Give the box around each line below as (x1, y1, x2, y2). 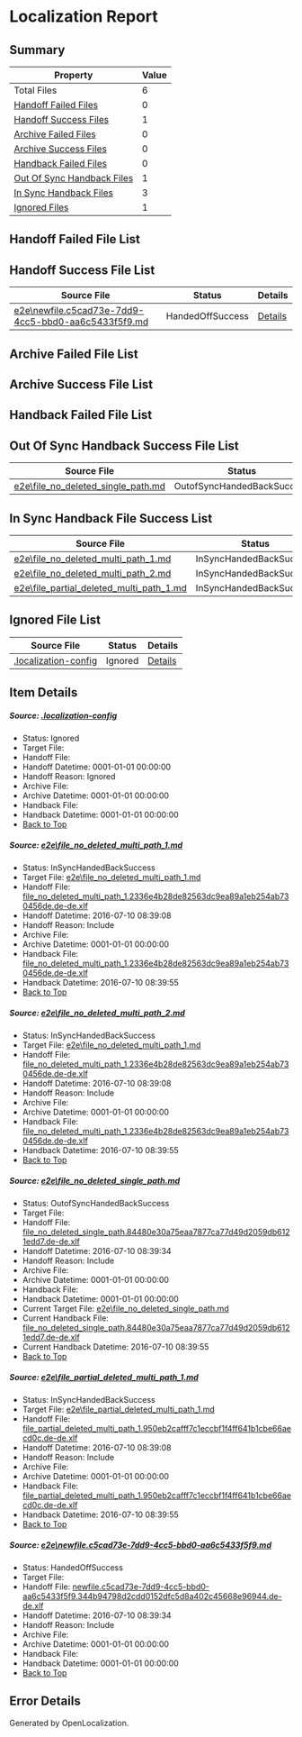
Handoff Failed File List (9, 232, 141, 247)
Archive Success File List (9, 377, 154, 392)
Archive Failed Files (13, 128, 96, 141)
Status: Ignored (22, 732, 80, 744)
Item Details (9, 685, 78, 700)
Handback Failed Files (13, 158, 108, 169)
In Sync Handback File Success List (9, 511, 213, 526)
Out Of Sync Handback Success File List (9, 438, 240, 453)
